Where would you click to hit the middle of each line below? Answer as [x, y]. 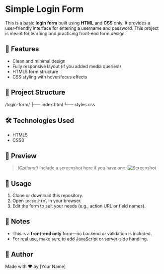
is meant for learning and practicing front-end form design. [66, 33]
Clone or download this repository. [48, 195]
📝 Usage [18, 183]
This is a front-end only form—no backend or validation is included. [82, 233]
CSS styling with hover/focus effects [50, 77]
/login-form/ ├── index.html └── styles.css [50, 104]
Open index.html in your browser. [47, 201]
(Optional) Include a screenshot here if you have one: [72, 168]
